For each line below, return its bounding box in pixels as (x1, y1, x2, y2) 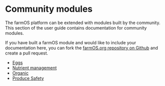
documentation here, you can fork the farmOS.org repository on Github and (5, 45, 159, 51)
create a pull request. (5, 50, 48, 56)
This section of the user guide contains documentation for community (5, 25, 147, 30)
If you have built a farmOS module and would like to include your (5, 39, 136, 45)
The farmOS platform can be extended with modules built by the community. (5, 20, 161, 26)
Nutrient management (12, 65, 57, 71)
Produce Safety (12, 75, 44, 81)
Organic (12, 70, 29, 76)
